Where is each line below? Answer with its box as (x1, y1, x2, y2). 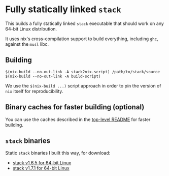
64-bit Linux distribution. (5, 25, 57, 32)
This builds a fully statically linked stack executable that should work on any (5, 20, 164, 26)
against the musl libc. (5, 41, 49, 47)
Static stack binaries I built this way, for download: (5, 150, 111, 156)
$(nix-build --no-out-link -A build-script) (5, 74, 101, 79)
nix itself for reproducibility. (5, 88, 63, 94)
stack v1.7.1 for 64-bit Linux (12, 165, 70, 171)
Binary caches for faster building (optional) (5, 103, 145, 111)
